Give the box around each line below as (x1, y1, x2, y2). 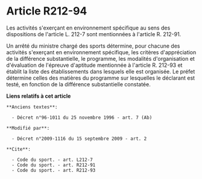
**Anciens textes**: (6, 104, 58, 110)
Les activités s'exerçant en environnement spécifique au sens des (6, 24, 171, 31)
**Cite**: (6, 146, 31, 152)
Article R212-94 (6, 4, 87, 18)
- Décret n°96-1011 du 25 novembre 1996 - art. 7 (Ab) (11, 115, 153, 121)
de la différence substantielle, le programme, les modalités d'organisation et (6, 55, 195, 62)
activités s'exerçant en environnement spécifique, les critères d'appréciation (6, 48, 197, 55)
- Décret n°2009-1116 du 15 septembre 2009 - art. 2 (11, 136, 147, 142)
